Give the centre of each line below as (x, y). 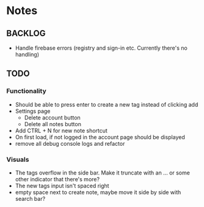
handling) (27, 55)
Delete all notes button (53, 124)
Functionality (27, 91)
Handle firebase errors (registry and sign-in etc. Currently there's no (101, 48)
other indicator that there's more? (57, 179)
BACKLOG (26, 33)
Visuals (18, 159)
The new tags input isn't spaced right (62, 186)
